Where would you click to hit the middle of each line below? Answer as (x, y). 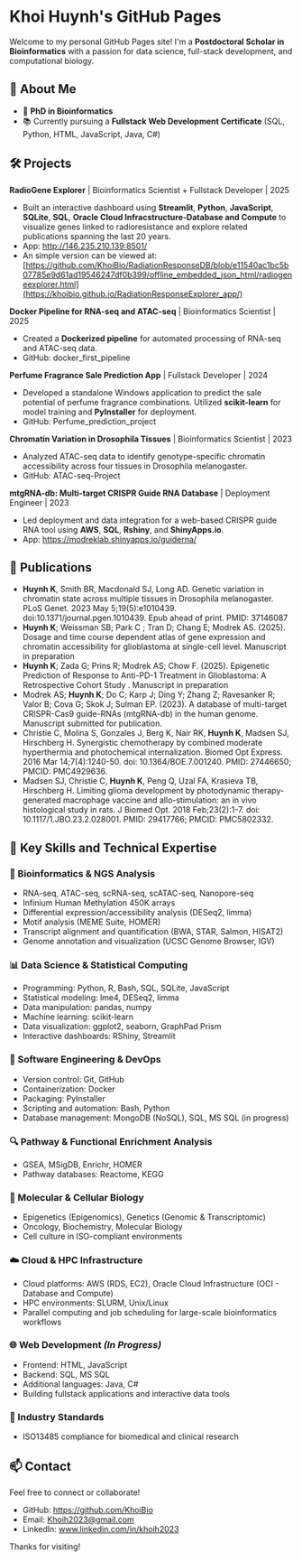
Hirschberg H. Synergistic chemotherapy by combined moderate (142, 743)
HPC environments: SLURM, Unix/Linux (96, 1303)
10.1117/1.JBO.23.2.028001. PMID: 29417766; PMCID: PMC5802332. (148, 820)
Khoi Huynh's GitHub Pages (115, 17)
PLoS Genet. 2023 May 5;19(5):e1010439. (100, 609)
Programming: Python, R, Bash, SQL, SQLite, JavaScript (126, 988)
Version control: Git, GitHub (73, 1079)
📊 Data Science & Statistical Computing (99, 965)
